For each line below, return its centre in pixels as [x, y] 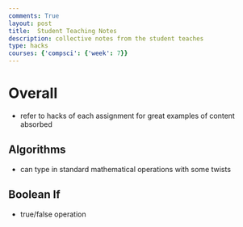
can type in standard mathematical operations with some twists [126, 169]
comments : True [34, 16]
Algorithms [37, 150]
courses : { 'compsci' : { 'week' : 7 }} [68, 53]
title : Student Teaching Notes [63, 31]
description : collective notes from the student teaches [106, 38]
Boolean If [34, 195]
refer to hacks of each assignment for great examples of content [128, 116]
